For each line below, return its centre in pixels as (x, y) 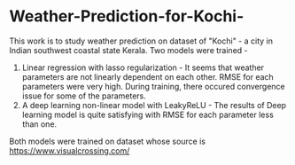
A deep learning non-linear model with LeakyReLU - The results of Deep (154, 105)
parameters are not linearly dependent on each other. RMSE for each (148, 76)
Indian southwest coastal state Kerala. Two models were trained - (128, 50)
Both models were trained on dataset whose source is (108, 141)
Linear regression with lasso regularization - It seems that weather (143, 67)
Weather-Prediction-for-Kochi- (127, 16)
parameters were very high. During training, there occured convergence (153, 86)
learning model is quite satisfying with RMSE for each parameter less (148, 114)
